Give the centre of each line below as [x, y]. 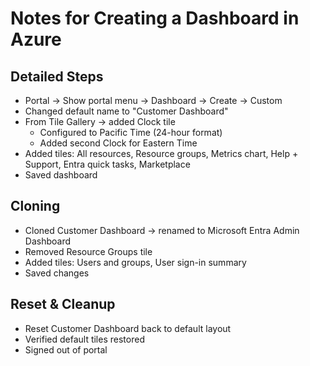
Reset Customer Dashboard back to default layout [128, 328]
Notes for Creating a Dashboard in [155, 18]
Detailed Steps [57, 76]
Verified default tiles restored [84, 339]
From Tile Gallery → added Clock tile [100, 121]
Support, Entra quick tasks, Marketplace [107, 164]
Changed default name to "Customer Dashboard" [126, 111]
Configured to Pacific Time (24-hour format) [131, 132]
